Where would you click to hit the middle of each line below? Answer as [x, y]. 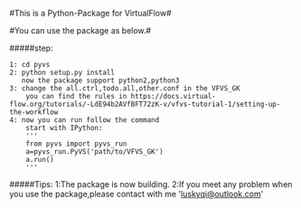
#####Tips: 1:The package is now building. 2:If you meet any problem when [151, 184]
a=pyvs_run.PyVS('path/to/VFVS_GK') [95, 152]
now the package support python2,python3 [100, 80]
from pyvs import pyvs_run [76, 144]
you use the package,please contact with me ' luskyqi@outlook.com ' [136, 194]
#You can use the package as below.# [80, 30]
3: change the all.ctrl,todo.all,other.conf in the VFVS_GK [125, 89]
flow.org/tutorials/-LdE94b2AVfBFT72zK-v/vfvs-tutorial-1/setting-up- [145, 104]
